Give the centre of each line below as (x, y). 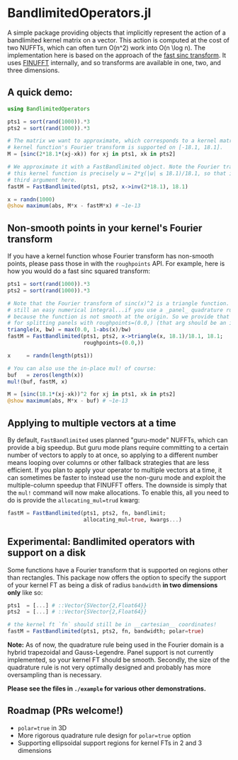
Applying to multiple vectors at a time (92, 423)
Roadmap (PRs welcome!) (66, 711)
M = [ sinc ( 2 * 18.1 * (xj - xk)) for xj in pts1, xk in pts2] (91, 154)
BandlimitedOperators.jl (79, 13)
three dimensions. (34, 70)
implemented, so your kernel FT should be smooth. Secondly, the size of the (119, 660)
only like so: (25, 592)
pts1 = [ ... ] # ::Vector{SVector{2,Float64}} (77, 605)
